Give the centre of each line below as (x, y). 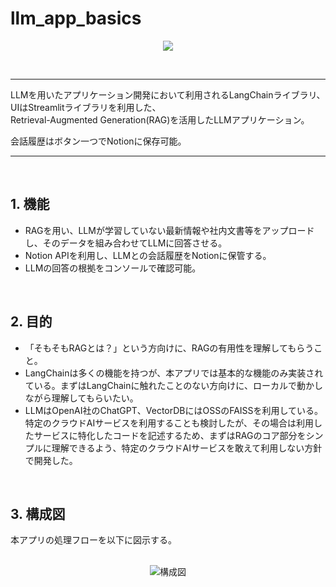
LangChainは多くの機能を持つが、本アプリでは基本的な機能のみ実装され (174, 373)
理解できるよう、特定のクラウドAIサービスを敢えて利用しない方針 (187, 448)
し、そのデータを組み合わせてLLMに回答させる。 (126, 243)
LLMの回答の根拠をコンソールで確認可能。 (113, 268)
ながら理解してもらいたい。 (81, 398)
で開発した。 (51, 460)
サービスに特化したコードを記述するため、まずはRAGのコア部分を (170, 435)
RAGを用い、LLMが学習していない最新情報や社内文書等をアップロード (169, 230)
